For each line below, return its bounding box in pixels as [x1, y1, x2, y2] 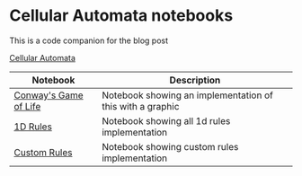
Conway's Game [13, 89, 84, 101]
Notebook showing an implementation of [102, 89, 274, 101]
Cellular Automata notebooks [9, 5, 234, 26]
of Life [13, 100, 41, 112]
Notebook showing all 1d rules [102, 114, 231, 127]
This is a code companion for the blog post [9, 35, 169, 46]
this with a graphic [102, 100, 180, 112]
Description [169, 74, 221, 86]
